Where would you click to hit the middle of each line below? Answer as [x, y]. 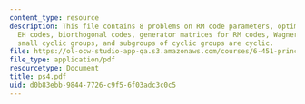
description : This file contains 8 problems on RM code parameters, [142, 26]
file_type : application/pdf [63, 60]
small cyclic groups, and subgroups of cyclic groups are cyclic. [146, 43]
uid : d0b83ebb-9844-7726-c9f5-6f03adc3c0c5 [93, 85]
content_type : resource [54, 18]
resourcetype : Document [54, 69]
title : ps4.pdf [38, 77]
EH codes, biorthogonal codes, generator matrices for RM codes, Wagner [158, 34]
